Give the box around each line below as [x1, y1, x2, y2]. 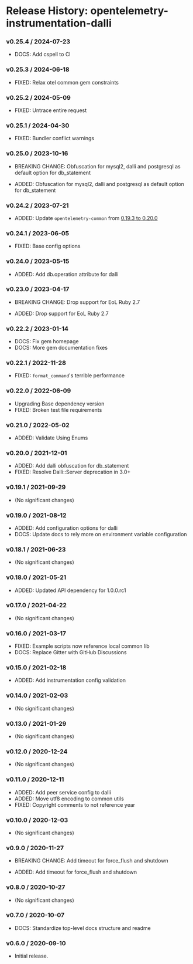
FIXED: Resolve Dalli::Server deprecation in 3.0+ [14, 468, 131, 476]
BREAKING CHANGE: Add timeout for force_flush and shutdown [14, 857, 168, 864]
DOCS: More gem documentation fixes [14, 344, 108, 351]
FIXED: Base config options [14, 242, 81, 250]
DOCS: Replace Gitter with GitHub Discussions [14, 649, 127, 656]
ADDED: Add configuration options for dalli [14, 524, 118, 532]
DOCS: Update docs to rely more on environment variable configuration [14, 530, 187, 537]
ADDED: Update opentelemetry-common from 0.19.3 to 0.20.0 [14, 214, 158, 221]
